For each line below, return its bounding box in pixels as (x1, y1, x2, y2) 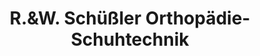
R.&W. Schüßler (9, 7, 142, 30)
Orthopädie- (145, 7, 251, 30)
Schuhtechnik (70, 28, 190, 51)
